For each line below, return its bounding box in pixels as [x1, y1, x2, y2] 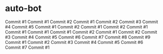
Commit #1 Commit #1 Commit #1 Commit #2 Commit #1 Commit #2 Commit [5, 29, 158, 35]
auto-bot [5, 3, 42, 14]
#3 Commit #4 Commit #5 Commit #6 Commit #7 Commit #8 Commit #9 [5, 34, 150, 40]
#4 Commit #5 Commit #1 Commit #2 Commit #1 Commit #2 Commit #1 [5, 24, 148, 29]
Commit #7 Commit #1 [5, 44, 50, 50]
